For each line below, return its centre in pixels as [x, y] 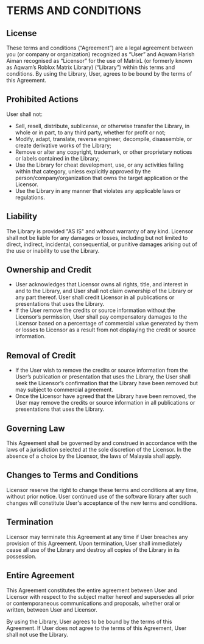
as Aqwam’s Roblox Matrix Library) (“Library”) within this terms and [91, 67]
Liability [22, 216]
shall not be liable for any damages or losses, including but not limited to [97, 237]
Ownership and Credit [49, 270]
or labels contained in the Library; [57, 158]
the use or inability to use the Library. [53, 250]
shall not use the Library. [37, 634]
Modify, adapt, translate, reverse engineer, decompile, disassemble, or [104, 139]
